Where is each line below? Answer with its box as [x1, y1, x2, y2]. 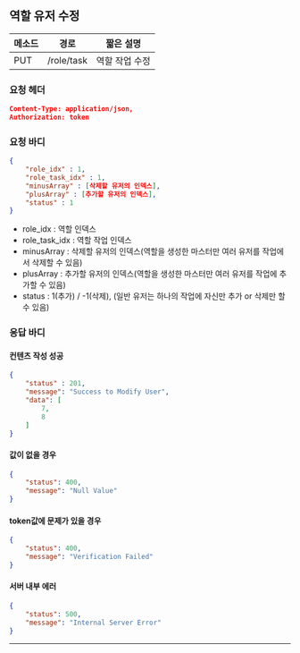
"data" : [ [25, 396, 62, 405]
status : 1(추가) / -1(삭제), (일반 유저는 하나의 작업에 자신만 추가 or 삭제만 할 [21, 291, 286, 301]
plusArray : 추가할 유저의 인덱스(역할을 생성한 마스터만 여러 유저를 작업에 [21, 268, 278, 279]
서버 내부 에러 [9, 581, 56, 592]
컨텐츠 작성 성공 [9, 350, 64, 360]
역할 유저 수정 [9, 8, 80, 24]
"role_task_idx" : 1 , [25, 173, 105, 182]
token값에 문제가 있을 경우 [9, 515, 102, 526]
